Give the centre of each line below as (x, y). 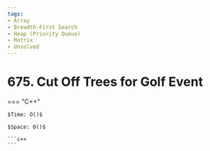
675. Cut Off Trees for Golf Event (105, 82)
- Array (19, 21)
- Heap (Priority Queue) (44, 34)
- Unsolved (23, 47)
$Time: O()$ (25, 114)
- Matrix (20, 40)
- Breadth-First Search (43, 27)
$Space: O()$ (27, 127)
